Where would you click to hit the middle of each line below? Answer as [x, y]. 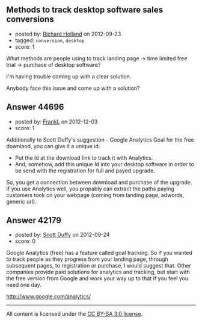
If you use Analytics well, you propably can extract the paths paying [90, 189]
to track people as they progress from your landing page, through [87, 259]
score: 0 [25, 241]
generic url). [22, 201]
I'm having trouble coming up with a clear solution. [69, 76]
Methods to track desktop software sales [85, 10]
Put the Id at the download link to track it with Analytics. [84, 158]
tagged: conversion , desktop [50, 40]
